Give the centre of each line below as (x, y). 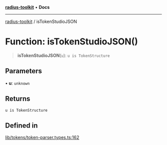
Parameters (24, 71)
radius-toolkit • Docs (27, 7)
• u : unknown (17, 83)
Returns (18, 99)
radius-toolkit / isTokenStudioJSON (41, 21)
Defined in (22, 125)
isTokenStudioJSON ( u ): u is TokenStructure (64, 55)
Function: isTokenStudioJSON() (72, 42)
